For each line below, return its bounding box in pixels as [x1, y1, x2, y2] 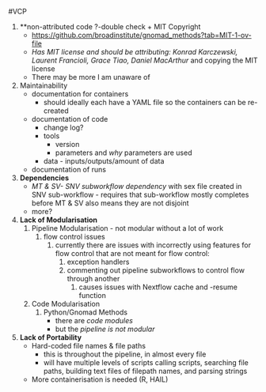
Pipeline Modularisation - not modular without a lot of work [31, 224, 224, 232]
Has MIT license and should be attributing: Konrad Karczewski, [31, 47, 238, 56]
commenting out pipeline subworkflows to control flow [66, 266, 245, 275]
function [78, 291, 107, 300]
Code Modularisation [31, 300, 101, 308]
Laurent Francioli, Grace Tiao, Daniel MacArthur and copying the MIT [31, 55, 258, 65]
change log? [43, 122, 85, 132]
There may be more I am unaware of [31, 73, 150, 81]
